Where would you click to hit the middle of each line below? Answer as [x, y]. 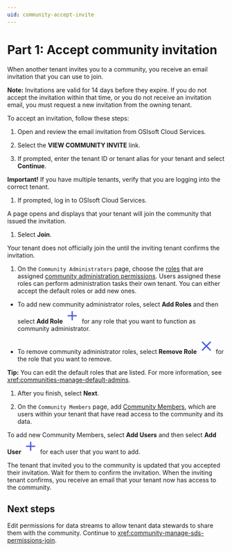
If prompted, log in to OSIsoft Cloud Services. [82, 200]
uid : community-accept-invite [51, 15]
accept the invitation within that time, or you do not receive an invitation [109, 97]
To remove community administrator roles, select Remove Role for [121, 351]
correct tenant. [28, 187]
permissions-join [31, 541]
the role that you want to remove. [64, 359]
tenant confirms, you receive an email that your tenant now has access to [112, 480]
